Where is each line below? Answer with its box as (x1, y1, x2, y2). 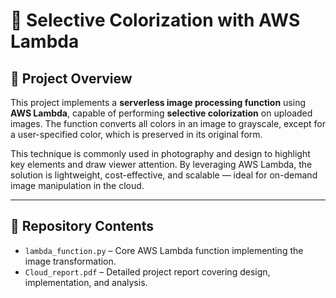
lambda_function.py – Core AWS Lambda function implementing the (24, 244, 304, 256)
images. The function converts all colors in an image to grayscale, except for (10, 118, 326, 129)
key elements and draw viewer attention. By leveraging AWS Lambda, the (10, 159, 313, 170)
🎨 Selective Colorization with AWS (10, 9, 301, 32)
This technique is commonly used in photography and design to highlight (10, 148, 311, 159)
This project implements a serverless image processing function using (10, 97, 307, 108)
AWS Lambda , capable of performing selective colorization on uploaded (10, 107, 313, 119)
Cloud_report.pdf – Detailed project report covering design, (24, 265, 271, 278)
